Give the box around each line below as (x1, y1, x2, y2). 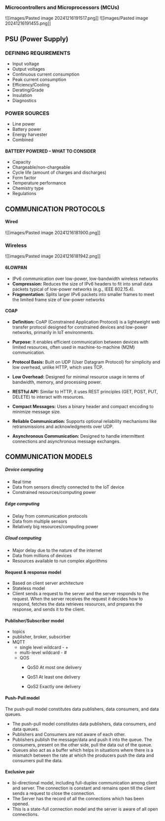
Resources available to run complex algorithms (12, 558, 107, 564)
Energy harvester (12, 131, 48, 137)
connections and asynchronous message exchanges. (12, 438, 121, 444)
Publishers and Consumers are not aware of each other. (12, 731, 126, 737)
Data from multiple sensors (12, 518, 67, 525)
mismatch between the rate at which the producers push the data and (12, 752, 154, 758)
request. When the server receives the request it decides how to (12, 596, 143, 602)
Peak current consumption (12, 76, 66, 82)
